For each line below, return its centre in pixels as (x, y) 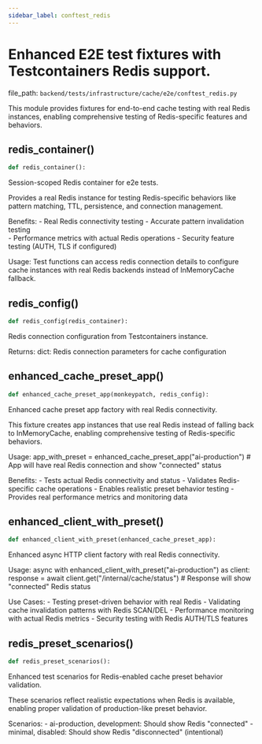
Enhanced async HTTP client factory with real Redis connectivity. (114, 554)
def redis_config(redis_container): (68, 322)
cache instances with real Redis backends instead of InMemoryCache (121, 270)
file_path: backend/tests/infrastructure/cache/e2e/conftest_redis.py (123, 93)
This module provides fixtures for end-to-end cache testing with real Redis (129, 108)
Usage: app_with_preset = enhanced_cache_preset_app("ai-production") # (130, 456)
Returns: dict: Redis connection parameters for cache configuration (117, 352)
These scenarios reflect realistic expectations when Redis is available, (122, 700)
